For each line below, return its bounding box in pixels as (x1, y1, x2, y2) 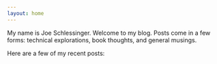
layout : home (7, 10, 44, 17)
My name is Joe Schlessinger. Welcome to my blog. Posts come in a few (7, 29, 211, 37)
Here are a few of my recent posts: (7, 49, 105, 57)
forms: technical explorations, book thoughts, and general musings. (7, 35, 197, 44)
